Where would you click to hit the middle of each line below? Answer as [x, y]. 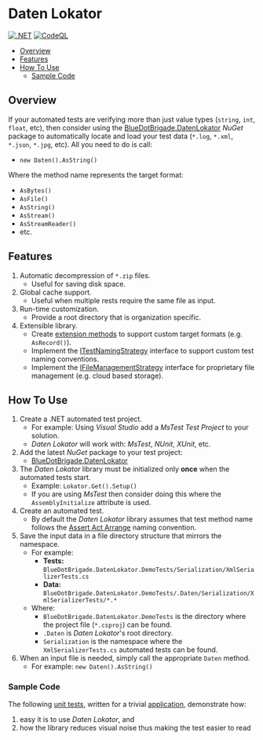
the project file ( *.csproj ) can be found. [108, 625]
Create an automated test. [62, 511]
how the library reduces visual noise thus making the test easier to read [135, 727]
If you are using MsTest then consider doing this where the [126, 494]
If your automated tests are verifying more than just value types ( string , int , [132, 119]
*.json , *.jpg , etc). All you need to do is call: [80, 144]
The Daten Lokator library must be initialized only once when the [124, 469]
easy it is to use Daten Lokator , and [77, 719]
